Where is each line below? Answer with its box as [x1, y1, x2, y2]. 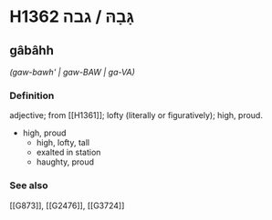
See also [9, 179, 48, 192]
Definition [9, 89, 55, 102]
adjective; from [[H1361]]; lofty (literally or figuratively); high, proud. [9, 110, 263, 121]
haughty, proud [36, 156, 94, 167]
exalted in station [36, 147, 101, 158]
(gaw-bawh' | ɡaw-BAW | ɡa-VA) [9, 66, 135, 77]
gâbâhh [9, 43, 55, 58]
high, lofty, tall [36, 137, 89, 148]
